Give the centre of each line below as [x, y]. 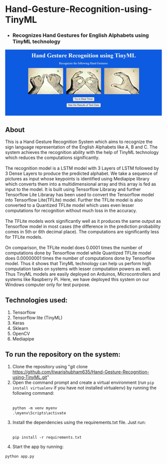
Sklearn [20, 328]
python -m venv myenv [35, 408]
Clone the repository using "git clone [50, 366]
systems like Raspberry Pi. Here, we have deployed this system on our [77, 279]
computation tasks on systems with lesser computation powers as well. [78, 269]
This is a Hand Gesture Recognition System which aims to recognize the [79, 142]
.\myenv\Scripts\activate [39, 413]
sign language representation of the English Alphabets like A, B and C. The [82, 147]
